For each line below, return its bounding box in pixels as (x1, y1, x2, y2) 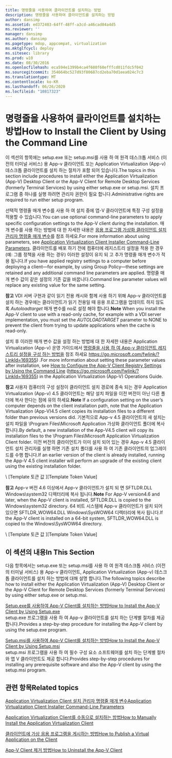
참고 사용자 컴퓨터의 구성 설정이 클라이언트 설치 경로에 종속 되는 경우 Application (5, 384, 167, 390)
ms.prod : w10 (5, 55, 33, 61)
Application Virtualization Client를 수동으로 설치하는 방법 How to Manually (5, 714, 157, 720)
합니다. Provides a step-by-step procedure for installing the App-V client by (5, 621, 163, 627)
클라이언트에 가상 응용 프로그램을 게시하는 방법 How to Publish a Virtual (5, 731, 149, 737)
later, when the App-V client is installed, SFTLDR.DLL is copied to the (5, 497, 151, 503)
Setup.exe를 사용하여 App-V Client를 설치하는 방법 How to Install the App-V (5, 603, 160, 609)
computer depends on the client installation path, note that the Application (5, 402, 163, 409)
